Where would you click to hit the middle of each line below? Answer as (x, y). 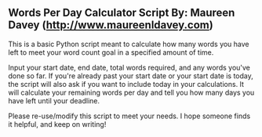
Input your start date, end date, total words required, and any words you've (129, 67)
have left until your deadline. (54, 100)
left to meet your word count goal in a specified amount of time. (111, 52)
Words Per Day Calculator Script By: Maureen (122, 13)
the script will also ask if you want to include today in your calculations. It (126, 84)
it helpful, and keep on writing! (57, 124)
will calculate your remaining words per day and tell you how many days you (131, 92)
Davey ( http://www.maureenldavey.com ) (111, 25)
